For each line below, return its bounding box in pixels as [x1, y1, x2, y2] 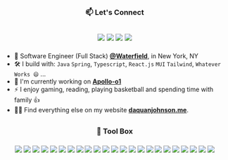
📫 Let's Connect [85, 7, 144, 17]
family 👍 [13, 95, 40, 105]
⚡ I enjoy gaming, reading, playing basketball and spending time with [13, 85, 214, 94]
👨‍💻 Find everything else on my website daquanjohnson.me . [13, 106, 189, 114]
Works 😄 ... [13, 70, 46, 79]
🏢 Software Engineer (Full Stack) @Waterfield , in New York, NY [13, 52, 199, 60]
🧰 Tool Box [96, 126, 134, 136]
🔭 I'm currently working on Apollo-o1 [13, 77, 122, 86]
